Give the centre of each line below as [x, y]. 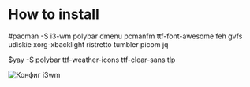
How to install [54, 14]
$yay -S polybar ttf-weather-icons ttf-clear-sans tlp [92, 60]
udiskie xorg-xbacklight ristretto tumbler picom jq [88, 44]
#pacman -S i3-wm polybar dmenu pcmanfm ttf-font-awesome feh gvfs [125, 36]
